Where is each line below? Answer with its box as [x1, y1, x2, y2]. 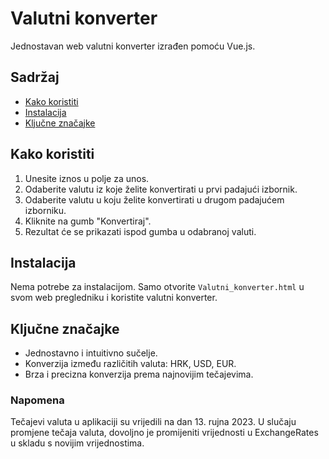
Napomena [10, 393, 65, 407]
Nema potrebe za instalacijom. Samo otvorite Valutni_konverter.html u [10, 281, 305, 293]
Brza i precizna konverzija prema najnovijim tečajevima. [24, 368, 254, 381]
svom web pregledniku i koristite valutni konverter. [10, 292, 218, 304]
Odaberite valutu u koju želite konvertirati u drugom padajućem [24, 193, 285, 206]
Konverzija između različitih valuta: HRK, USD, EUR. [24, 358, 237, 370]
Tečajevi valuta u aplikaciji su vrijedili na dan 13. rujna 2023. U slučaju [10, 416, 297, 428]
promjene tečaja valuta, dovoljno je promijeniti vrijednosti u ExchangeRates [10, 427, 319, 439]
